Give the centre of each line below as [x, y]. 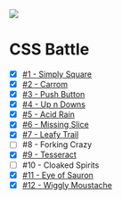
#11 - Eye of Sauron [57, 175]
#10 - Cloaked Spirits [61, 165]
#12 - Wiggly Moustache [67, 185]
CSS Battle [49, 50]
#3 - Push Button [53, 95]
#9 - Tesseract [49, 154]
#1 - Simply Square [57, 74]
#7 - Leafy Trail [50, 135]
